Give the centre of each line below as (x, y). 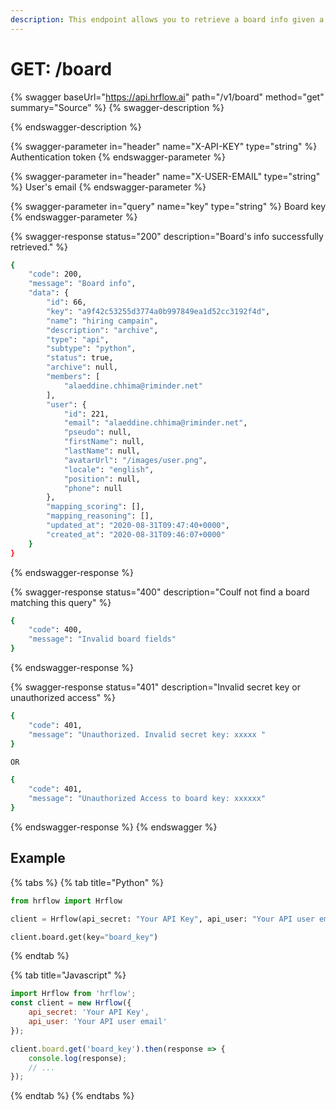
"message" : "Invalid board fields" (102, 639)
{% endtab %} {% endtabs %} (72, 1096)
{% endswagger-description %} (76, 127)
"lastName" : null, (102, 451)
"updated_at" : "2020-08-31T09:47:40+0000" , (138, 526)
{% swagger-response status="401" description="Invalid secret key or (155, 687)
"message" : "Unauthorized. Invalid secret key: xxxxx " (147, 734)
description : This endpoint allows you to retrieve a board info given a (167, 19)
